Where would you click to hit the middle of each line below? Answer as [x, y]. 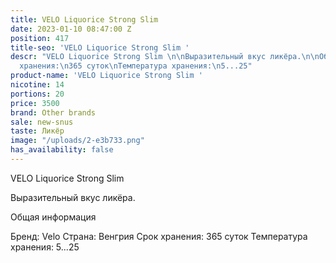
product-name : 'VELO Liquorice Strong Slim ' [106, 76]
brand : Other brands [53, 112]
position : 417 [40, 38]
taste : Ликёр [37, 131]
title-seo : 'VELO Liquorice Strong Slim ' [100, 47]
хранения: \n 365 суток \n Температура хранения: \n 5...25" [136, 66]
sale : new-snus [42, 122]
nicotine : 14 [37, 85]
